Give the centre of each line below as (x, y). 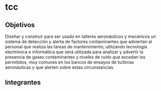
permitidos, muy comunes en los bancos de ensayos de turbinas (70, 62)
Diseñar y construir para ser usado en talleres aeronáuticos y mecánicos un (80, 36)
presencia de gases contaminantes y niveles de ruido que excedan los (75, 57)
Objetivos (20, 25)
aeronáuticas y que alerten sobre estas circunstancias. (60, 67)
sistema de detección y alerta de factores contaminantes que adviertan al (79, 42)
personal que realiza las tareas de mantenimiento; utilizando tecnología (76, 47)
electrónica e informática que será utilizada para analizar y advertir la (74, 52)
